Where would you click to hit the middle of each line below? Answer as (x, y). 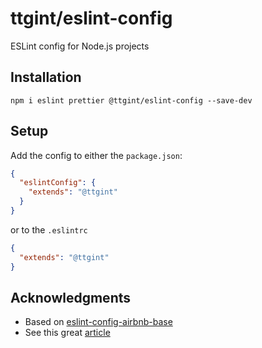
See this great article (67, 333)
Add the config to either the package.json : (96, 155)
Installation (46, 77)
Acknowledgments (71, 297)
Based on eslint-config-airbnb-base (98, 322)
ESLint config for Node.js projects (80, 46)
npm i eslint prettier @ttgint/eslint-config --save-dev (131, 100)
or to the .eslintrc (49, 229)
